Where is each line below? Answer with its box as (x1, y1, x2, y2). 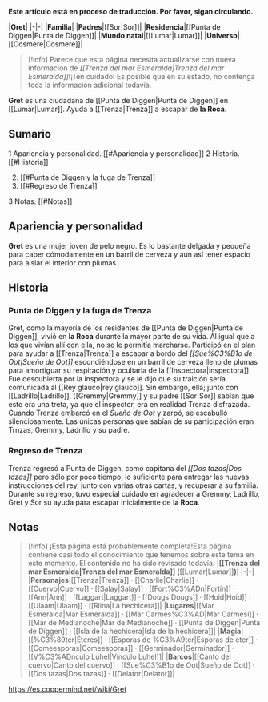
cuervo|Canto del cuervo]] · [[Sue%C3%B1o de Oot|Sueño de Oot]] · (27, 660, 255, 670)
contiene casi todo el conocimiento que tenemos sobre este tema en (27, 550, 254, 560)
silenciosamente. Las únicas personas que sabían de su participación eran (8, 417, 254, 426)
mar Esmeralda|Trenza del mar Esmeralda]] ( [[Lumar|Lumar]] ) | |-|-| (27, 567, 254, 576)
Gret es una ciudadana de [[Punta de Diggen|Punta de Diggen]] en (8, 96, 229, 105)
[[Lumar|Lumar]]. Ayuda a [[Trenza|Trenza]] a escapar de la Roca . (8, 104, 227, 114)
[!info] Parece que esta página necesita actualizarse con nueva (27, 55, 236, 64)
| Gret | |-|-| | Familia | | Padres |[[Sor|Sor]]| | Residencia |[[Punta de (8, 22, 222, 31)
